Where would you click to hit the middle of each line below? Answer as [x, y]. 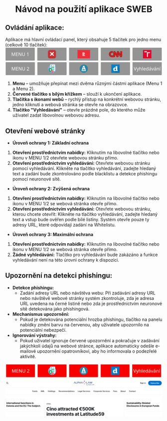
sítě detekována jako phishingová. [55, 309]
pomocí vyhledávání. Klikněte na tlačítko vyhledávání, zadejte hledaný [84, 168]
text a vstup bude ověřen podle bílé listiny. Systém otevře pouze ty [81, 219]
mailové [28, 351]
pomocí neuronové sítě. [37, 179]
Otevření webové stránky [45, 131]
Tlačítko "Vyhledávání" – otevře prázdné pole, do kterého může [79, 110]
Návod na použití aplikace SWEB [84, 9]
